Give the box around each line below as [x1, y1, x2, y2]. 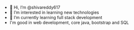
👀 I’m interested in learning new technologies [9, 10, 99, 15]
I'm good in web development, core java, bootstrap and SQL [9, 20, 129, 25]
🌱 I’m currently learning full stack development [9, 15, 103, 20]
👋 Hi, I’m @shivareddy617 [9, 5, 60, 10]
